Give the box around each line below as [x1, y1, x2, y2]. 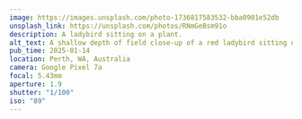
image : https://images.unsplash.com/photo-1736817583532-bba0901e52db [9, 13, 280, 22]
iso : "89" [9, 96, 47, 106]
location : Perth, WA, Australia [9, 55, 130, 64]
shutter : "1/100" [9, 88, 75, 97]
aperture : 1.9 [9, 80, 63, 89]
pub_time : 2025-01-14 [9, 47, 91, 55]
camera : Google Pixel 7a [9, 64, 102, 72]
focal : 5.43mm [9, 72, 63, 81]
